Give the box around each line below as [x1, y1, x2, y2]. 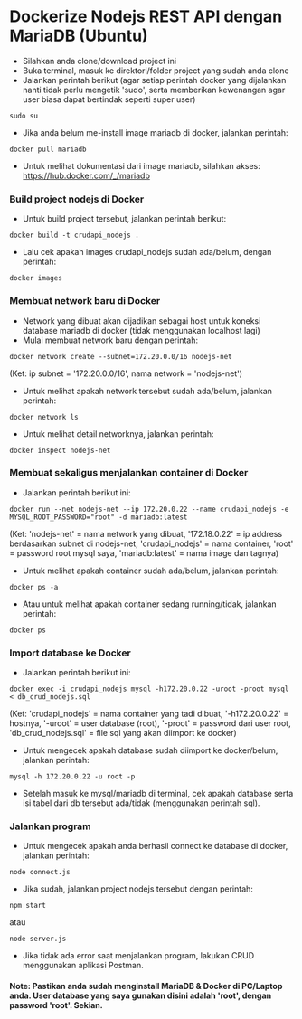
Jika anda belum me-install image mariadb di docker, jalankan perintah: [22, 127, 288, 137]
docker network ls [9, 412, 79, 421]
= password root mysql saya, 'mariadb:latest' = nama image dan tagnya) [9, 547, 279, 558]
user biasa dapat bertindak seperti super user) [22, 93, 196, 105]
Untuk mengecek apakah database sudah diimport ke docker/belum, [22, 745, 278, 756]
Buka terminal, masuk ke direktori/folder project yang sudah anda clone [22, 65, 289, 76]
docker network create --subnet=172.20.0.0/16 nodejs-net [9, 352, 232, 361]
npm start [9, 901, 47, 910]
